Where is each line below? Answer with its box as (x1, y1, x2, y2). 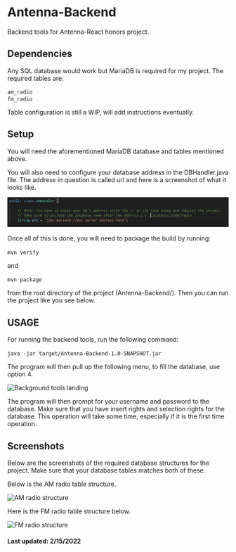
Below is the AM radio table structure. (7, 480, 117, 488)
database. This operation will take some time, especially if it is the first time (7, 412, 225, 421)
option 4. (7, 370, 34, 378)
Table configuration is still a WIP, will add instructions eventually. (7, 108, 195, 116)
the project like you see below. (7, 296, 96, 304)
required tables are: (7, 74, 65, 82)
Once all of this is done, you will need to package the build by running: (7, 234, 211, 243)
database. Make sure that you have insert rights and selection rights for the (7, 405, 225, 413)
